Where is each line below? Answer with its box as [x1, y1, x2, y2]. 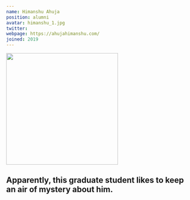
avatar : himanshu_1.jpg [6, 20, 66, 26]
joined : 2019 [6, 36, 39, 42]
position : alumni [6, 14, 49, 20]
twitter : [6, 25, 28, 32]
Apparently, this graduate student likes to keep [6, 175, 185, 185]
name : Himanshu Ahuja [6, 8, 60, 15]
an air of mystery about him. [6, 185, 113, 195]
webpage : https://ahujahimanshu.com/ [6, 31, 100, 37]
